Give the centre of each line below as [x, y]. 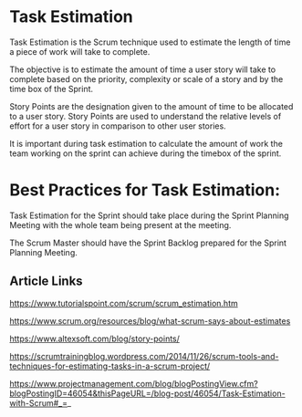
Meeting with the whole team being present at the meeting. [120, 224]
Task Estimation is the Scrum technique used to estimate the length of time [150, 42]
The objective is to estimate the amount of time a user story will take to [143, 69]
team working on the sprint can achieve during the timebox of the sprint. [146, 153]
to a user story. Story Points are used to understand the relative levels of [146, 116]
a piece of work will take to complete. [80, 51]
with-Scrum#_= [39, 402]
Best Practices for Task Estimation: [145, 190]
